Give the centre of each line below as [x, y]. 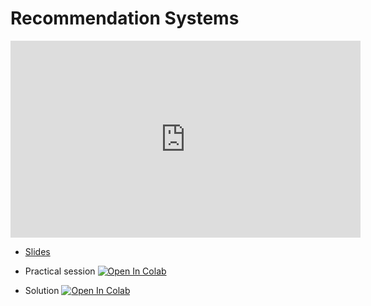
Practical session [60, 271]
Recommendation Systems [125, 18]
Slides [37, 251]
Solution [42, 290]
